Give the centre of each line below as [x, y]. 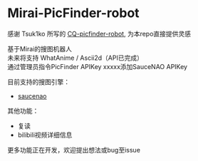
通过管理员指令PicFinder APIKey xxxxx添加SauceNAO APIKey [97, 66]
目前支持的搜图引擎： [38, 82]
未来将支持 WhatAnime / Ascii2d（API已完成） [75, 58]
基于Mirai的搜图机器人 [40, 48]
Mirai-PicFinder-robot [74, 13]
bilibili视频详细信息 [45, 135]
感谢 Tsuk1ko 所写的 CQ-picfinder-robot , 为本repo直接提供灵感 [99, 33]
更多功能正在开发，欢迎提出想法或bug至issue [74, 150]
